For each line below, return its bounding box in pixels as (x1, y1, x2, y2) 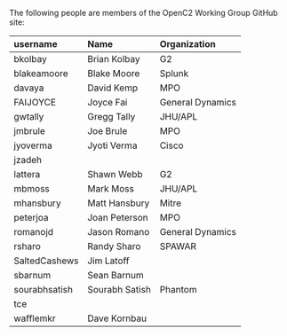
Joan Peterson (87, 212, 148, 223)
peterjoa (13, 212, 49, 223)
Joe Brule (87, 125, 128, 137)
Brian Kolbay (87, 53, 140, 65)
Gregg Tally (87, 111, 136, 122)
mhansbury (13, 197, 61, 209)
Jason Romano (87, 226, 150, 238)
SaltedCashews (13, 254, 79, 267)
